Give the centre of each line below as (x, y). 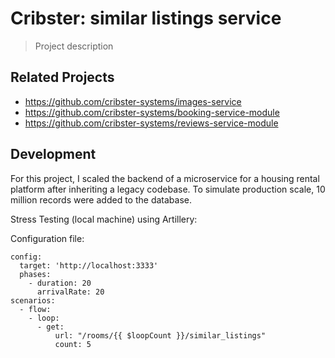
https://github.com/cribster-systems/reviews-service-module (151, 123)
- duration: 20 (60, 283)
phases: (35, 274)
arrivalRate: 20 (70, 292)
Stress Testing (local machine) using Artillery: (104, 219)
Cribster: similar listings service (146, 18)
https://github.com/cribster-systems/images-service (133, 101)
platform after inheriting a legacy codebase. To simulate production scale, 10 (168, 189)
